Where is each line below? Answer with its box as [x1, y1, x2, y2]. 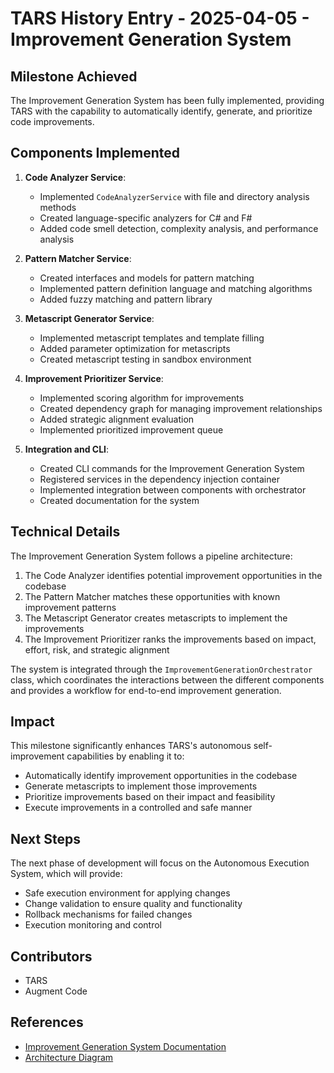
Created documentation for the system [39, 494, 200, 506]
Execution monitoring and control [24, 919, 163, 931]
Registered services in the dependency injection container [39, 473, 280, 485]
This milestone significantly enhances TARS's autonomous [10, 740, 252, 752]
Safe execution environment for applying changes [24, 887, 231, 899]
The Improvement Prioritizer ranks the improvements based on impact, [24, 633, 317, 645]
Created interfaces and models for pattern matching [39, 272, 255, 284]
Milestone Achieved [10, 68, 138, 85]
